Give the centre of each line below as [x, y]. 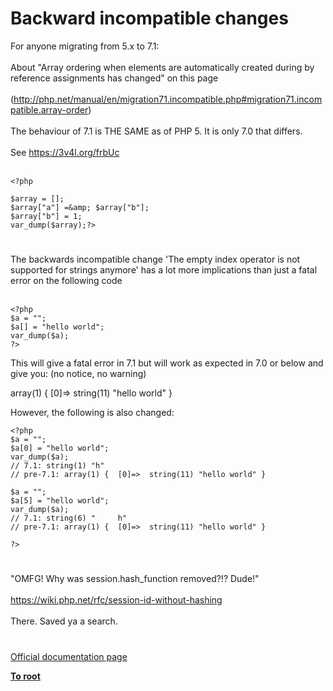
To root [25, 676]
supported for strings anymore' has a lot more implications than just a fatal [164, 270]
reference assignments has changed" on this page [114, 78]
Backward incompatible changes [149, 18]
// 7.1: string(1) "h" [57, 466]
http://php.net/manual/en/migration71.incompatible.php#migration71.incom [168, 99]
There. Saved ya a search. [64, 621]
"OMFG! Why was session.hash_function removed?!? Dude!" [135, 579]
